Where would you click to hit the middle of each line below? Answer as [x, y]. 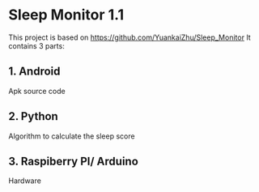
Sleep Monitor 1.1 [66, 15]
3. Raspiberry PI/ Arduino [74, 161]
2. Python [33, 116]
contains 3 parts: [36, 45]
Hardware [25, 181]
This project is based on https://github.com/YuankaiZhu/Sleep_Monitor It [129, 37]
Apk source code [37, 91]
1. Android [34, 72]
